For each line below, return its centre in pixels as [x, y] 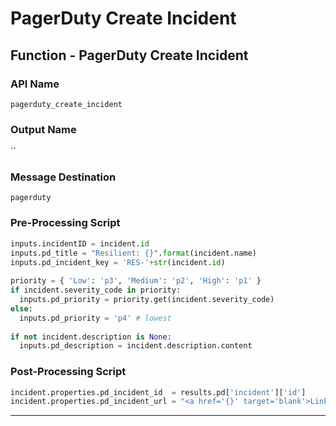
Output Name [43, 129]
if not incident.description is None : [91, 337]
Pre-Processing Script [65, 223]
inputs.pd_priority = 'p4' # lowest [95, 318]
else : [21, 308]
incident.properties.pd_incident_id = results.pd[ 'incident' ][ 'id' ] [158, 392]
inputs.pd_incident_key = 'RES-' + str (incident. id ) [118, 262]
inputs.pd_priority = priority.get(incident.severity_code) [147, 300]
